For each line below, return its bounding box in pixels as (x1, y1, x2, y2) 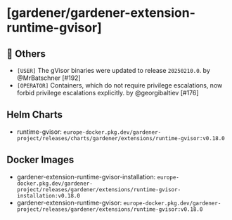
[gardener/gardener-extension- (6, 5, 196, 21)
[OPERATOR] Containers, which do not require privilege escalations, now (16, 81, 223, 89)
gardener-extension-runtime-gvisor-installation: (16, 172, 156, 181)
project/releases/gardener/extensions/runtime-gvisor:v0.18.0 (16, 205, 203, 213)
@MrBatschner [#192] (16, 74, 82, 82)
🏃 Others (6, 48, 46, 60)
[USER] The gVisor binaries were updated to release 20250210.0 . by (16, 67, 210, 74)
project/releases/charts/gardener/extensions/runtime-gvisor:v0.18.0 (16, 135, 226, 142)
